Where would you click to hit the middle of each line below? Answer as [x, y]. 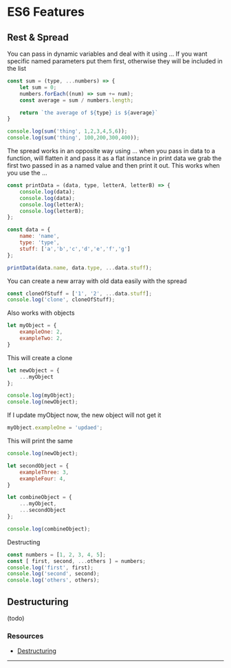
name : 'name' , [40, 236]
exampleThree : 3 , [44, 472]
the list [16, 68]
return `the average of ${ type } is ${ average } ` [89, 113]
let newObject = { [33, 370]
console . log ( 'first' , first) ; [51, 568]
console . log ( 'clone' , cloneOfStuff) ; [61, 300]
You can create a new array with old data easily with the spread [97, 281]
